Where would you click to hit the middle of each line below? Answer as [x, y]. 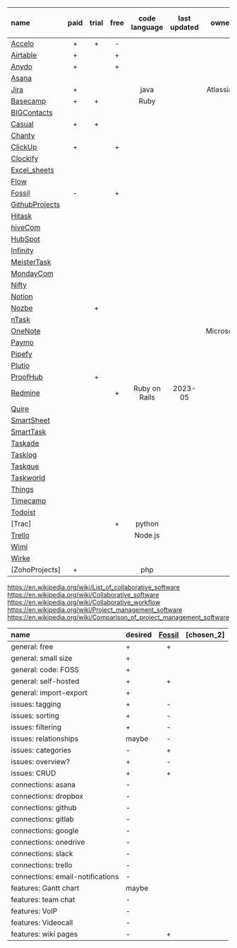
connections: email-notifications [65, 877]
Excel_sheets [32, 170]
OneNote [26, 331]
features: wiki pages [44, 934]
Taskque [25, 466]
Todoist [23, 512]
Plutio [20, 365]
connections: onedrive [48, 842]
